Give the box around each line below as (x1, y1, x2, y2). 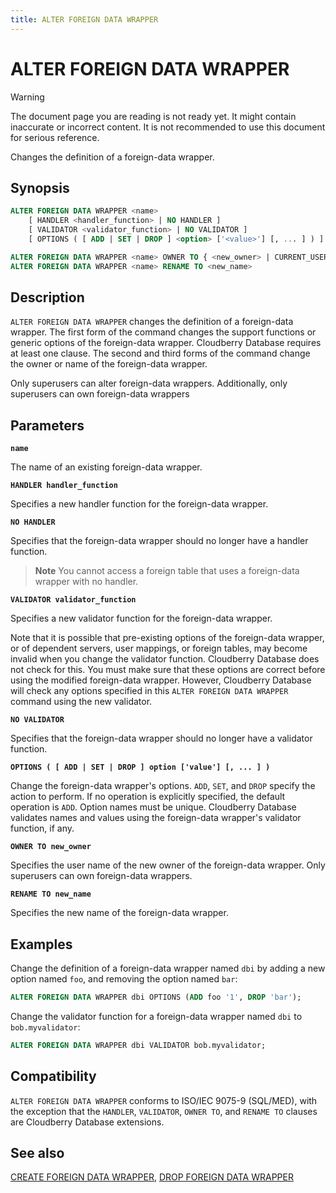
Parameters (10, 417, 85, 434)
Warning (10, 91, 45, 103)
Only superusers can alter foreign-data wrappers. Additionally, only (10, 377, 288, 390)
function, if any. (10, 822, 75, 835)
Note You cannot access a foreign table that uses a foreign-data (34, 565, 300, 577)
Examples (10, 936, 73, 953)
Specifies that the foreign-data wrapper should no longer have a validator (10, 732, 313, 745)
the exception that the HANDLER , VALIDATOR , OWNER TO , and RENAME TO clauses (10, 1105, 318, 1117)
